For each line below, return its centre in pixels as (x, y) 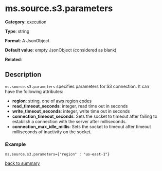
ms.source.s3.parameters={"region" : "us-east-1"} (57, 155)
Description (23, 75)
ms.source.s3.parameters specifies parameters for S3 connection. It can (77, 86)
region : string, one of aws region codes (52, 101)
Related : (14, 59)
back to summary (23, 163)
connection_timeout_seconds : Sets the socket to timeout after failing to (85, 116)
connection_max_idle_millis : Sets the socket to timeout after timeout (81, 126)
